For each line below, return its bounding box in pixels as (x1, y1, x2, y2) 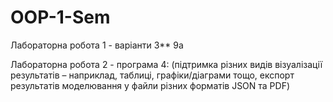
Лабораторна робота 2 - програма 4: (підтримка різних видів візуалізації (10, 58, 323, 70)
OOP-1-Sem (10, 6, 111, 29)
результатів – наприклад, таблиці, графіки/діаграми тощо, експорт (10, 69, 295, 81)
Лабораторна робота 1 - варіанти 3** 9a (10, 39, 184, 51)
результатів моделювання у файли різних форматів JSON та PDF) (10, 79, 291, 91)
